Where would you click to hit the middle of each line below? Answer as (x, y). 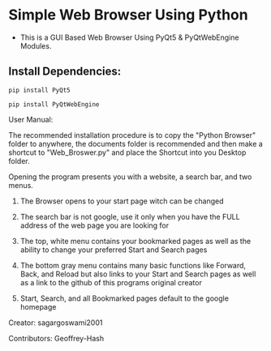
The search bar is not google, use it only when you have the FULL (130, 216)
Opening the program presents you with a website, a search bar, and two (130, 177)
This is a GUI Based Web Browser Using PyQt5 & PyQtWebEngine (129, 37)
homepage (38, 306)
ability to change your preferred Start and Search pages (114, 250)
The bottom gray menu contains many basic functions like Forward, (133, 265)
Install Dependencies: (65, 72)
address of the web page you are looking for (95, 225)
